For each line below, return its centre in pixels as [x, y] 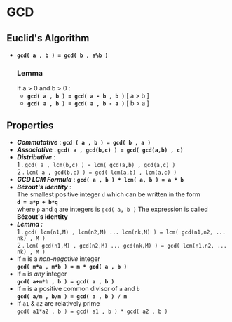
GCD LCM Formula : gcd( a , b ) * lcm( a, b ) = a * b [100, 180]
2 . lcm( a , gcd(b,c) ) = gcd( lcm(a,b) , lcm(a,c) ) [96, 172]
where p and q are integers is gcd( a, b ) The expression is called [112, 209]
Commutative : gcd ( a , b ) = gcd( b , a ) [84, 142]
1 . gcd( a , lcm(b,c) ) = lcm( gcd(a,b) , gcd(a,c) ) [96, 165]
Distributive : [36, 157]
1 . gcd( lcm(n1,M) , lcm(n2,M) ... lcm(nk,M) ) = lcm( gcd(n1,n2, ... [121, 232]
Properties [30, 125]
